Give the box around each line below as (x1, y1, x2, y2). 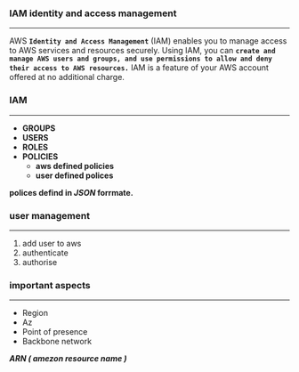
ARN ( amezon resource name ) (9, 353, 127, 364)
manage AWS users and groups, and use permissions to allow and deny (9, 54, 273, 64)
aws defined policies (35, 160, 114, 171)
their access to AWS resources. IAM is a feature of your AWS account (9, 62, 270, 73)
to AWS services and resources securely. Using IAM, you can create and (9, 45, 276, 56)
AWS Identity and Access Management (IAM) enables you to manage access (9, 36, 287, 46)
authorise (21, 256, 58, 267)
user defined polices (35, 170, 114, 181)
